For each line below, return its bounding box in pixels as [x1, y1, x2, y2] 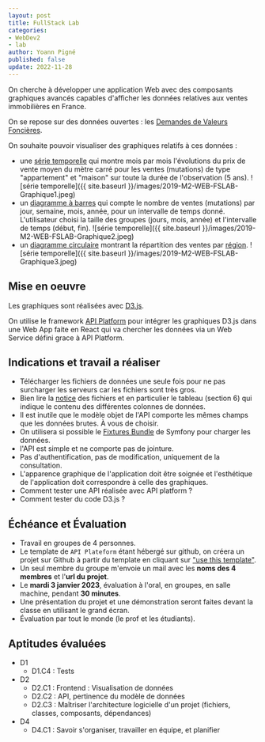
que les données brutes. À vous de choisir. [19, 418, 160, 428]
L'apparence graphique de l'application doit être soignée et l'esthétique [19, 469, 253, 479]
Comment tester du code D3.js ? [19, 494, 125, 504]
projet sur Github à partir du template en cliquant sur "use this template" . [19, 555, 257, 565]
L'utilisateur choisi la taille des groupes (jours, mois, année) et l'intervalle [19, 214, 257, 224]
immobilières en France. [8, 101, 87, 111]
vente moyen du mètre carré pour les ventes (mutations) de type [19, 164, 231, 174]
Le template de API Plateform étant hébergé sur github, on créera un [19, 547, 245, 556]
